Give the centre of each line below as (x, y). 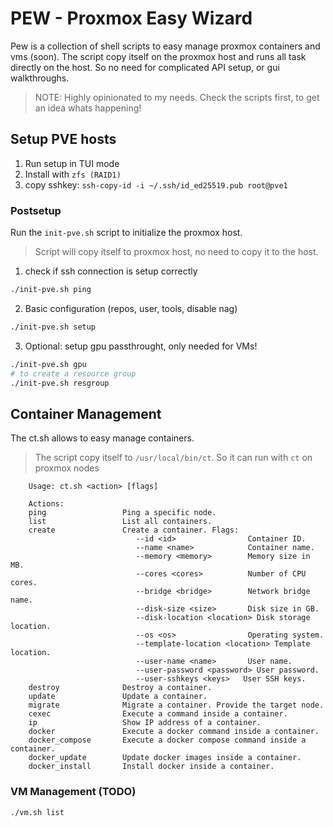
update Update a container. (118, 697)
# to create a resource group (73, 373)
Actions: (46, 504)
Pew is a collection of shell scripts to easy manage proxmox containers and (165, 46)
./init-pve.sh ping (51, 290)
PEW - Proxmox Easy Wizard (131, 18)
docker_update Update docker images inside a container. (165, 758)
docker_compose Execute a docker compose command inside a (167, 740)
